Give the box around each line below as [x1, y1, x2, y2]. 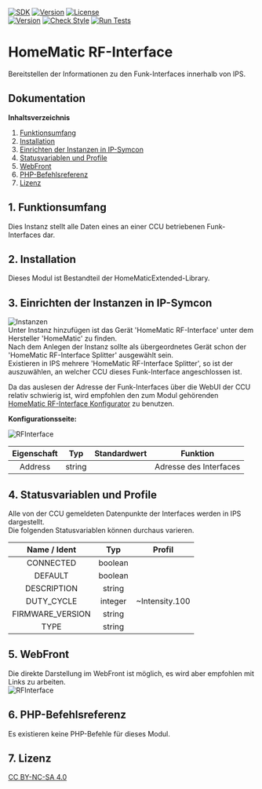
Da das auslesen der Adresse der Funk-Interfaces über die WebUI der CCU [8, 382, 251, 392]
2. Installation [8, 252, 77, 266]
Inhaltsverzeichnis [8, 112, 71, 122]
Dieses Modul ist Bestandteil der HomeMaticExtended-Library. [8, 273, 210, 283]
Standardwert [93, 448, 147, 459]
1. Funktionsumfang [8, 201, 107, 214]
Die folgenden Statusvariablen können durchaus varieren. [8, 526, 195, 535]
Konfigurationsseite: [8, 415, 77, 424]
